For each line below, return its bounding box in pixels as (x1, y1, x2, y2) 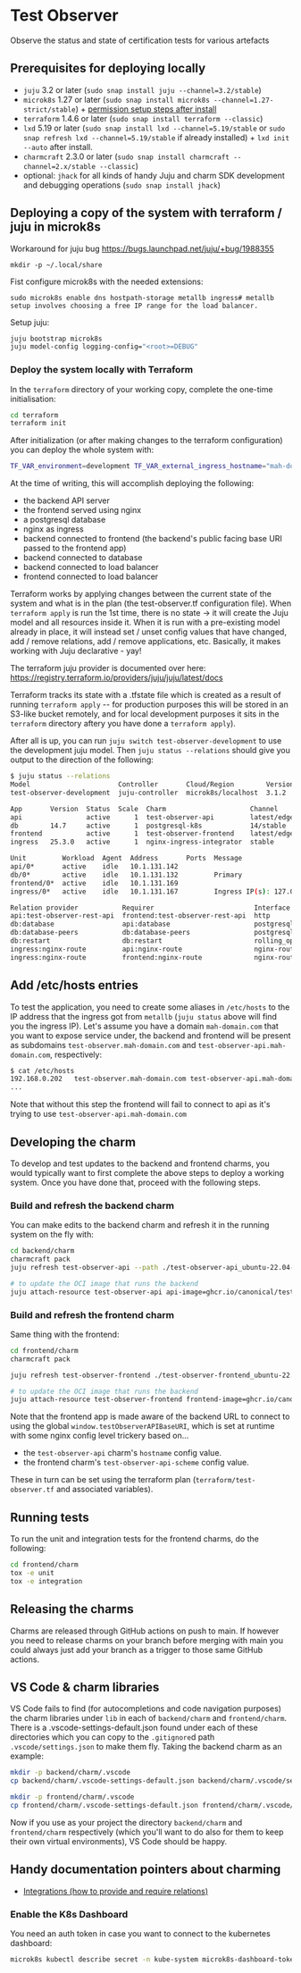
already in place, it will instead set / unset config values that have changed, (10, 626, 287, 637)
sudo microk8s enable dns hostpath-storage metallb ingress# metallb (10, 293, 275, 302)
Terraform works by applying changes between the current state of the (10, 589, 272, 600)
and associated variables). (55, 1484, 154, 1495)
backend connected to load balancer (22, 562, 159, 573)
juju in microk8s (10, 220, 101, 235)
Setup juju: (10, 316, 50, 327)
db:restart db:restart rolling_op (10, 936, 295, 945)
